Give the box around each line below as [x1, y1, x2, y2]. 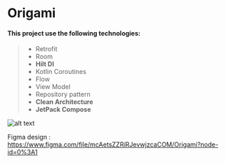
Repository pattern [35, 90, 91, 99]
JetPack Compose [35, 105, 91, 114]
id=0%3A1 [7, 148, 38, 157]
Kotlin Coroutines [35, 68, 87, 76]
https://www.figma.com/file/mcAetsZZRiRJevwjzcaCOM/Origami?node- [7, 140, 219, 149]
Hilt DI [35, 60, 55, 68]
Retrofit [35, 45, 58, 53]
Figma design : [7, 133, 51, 142]
